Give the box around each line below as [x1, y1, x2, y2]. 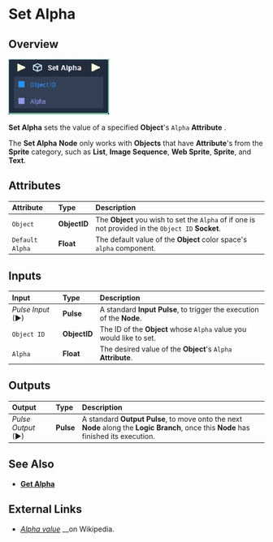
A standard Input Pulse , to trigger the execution [99, 304, 259, 314]
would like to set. [99, 333, 156, 343]
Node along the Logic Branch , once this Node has [81, 423, 250, 432]
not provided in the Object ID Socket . [95, 223, 221, 233]
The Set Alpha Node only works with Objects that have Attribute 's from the [8, 139, 263, 148]
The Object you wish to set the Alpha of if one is [95, 214, 256, 224]
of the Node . [99, 313, 142, 323]
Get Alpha [19, 479, 55, 488]
